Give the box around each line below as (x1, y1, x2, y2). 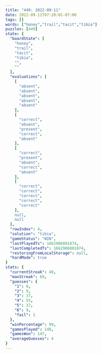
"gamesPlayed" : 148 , (10, 326, 54, 332)
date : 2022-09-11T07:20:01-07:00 (5, 12, 77, 17)
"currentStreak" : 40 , (10, 269, 56, 275)
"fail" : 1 (14, 312, 36, 318)
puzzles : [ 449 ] (5, 27, 38, 32)
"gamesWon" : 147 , (10, 331, 47, 337)
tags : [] (5, 17, 24, 22)
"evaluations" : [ (10, 74, 47, 79)
